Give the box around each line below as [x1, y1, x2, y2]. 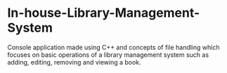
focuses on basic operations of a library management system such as [7, 51, 209, 59]
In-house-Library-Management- [7, 5, 200, 21]
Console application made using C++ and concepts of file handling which [7, 43, 220, 51]
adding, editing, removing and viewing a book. [7, 58, 142, 66]
